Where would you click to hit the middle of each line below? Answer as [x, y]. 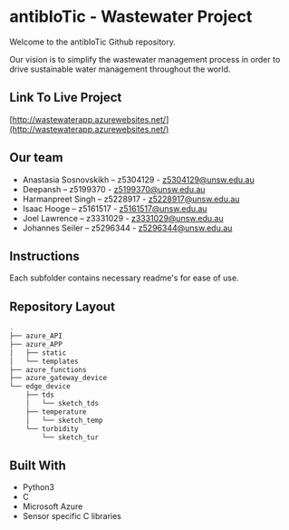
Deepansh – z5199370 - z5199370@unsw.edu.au [114, 189]
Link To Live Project [66, 98]
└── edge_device [40, 387]
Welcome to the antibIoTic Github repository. [93, 42]
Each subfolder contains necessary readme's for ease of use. [124, 278]
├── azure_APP [36, 344]
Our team [36, 157]
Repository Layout [63, 306]
